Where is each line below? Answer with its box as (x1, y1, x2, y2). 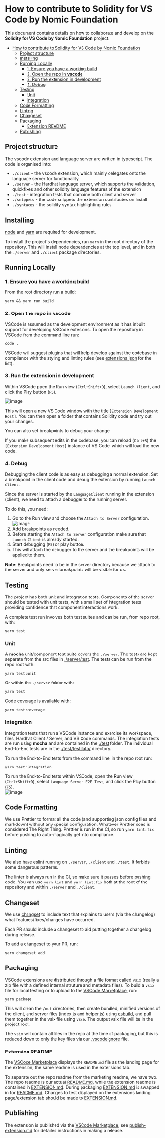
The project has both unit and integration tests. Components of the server (5, 594, 155, 600)
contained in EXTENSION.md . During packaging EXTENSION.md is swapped (5, 1084, 160, 1090)
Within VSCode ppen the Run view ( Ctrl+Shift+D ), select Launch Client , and (5, 383, 160, 389)
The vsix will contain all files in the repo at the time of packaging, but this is (5, 1030, 158, 1036)
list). (5, 360, 14, 366)
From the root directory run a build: (5, 289, 76, 295)
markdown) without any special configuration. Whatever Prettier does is (5, 822, 151, 827)
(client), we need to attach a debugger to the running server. (5, 496, 128, 502)
